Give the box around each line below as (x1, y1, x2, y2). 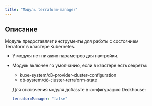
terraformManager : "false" (12, 96, 68, 101)
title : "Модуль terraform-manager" (5, 7, 78, 12)
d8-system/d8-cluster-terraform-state (19, 77, 97, 83)
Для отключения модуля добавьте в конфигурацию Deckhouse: (12, 87, 146, 93)
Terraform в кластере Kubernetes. (5, 44, 75, 50)
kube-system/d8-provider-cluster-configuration (19, 72, 117, 78)
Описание (5, 26, 38, 34)
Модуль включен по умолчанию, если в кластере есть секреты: (12, 62, 147, 69)
